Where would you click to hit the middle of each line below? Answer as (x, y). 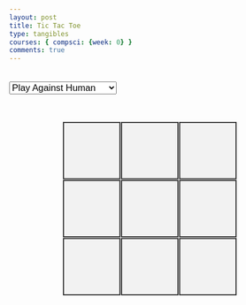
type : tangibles (39, 34)
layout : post (33, 17)
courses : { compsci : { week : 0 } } (71, 42)
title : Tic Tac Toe (45, 26)
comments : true (37, 50)
